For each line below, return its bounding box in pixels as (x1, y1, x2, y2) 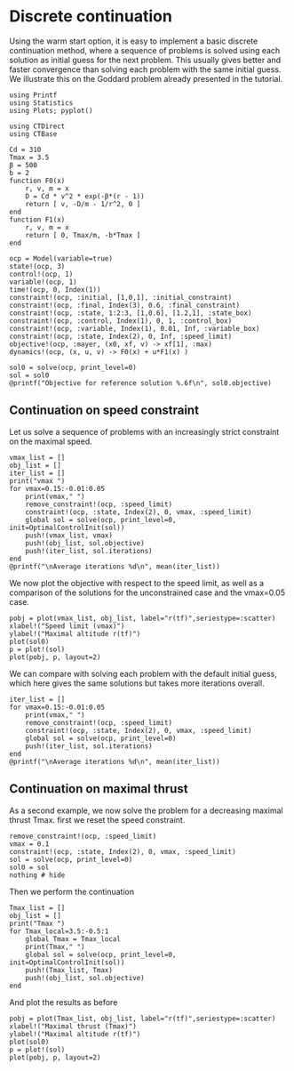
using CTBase (9, 129, 58, 139)
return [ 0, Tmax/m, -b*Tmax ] (25, 230, 141, 239)
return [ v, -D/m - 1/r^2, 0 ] (25, 199, 141, 208)
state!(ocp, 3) (9, 262, 66, 270)
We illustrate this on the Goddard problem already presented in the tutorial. (9, 73, 283, 84)
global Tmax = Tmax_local (25, 934, 122, 944)
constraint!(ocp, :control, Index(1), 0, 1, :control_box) (9, 316, 233, 326)
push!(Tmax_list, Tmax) (25, 965, 114, 975)
